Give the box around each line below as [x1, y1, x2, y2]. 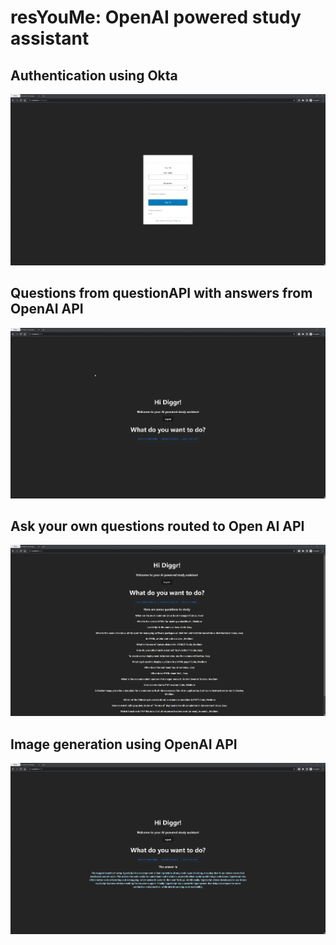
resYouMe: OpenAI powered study [10, 6, 302, 29]
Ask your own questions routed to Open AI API [10, 518, 305, 535]
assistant [10, 27, 90, 50]
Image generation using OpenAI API [10, 736, 238, 753]
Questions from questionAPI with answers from [10, 285, 313, 302]
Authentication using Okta [10, 67, 178, 84]
